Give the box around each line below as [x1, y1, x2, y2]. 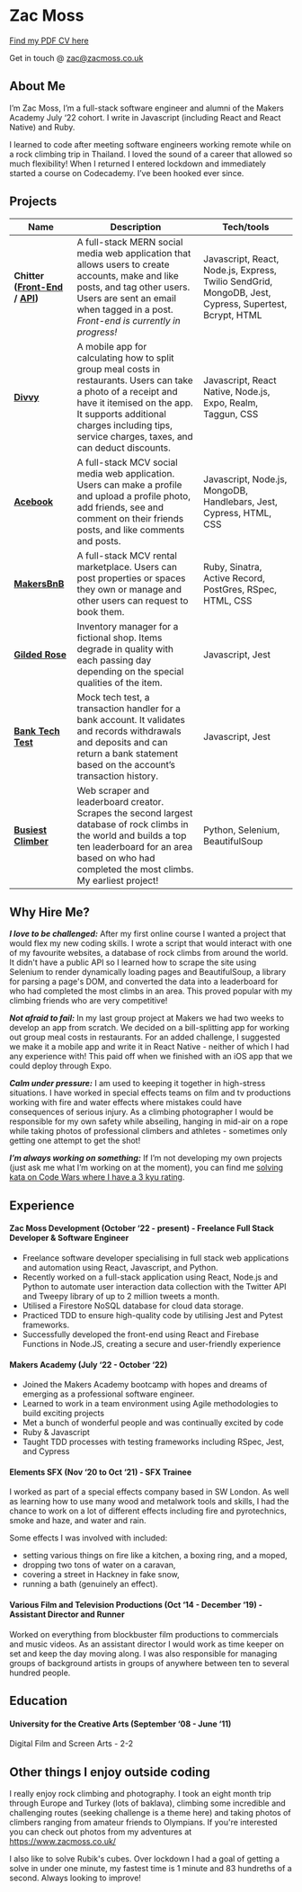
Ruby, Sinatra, [203, 560, 262, 573]
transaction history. [76, 770, 159, 782]
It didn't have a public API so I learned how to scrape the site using [9, 957, 257, 968]
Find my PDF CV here [9, 35, 90, 46]
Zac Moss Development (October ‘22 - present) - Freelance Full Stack [9, 1223, 274, 1234]
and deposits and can [76, 736, 168, 748]
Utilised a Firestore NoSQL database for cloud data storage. [22, 1300, 244, 1311]
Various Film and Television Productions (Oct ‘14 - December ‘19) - [9, 1599, 263, 1610]
